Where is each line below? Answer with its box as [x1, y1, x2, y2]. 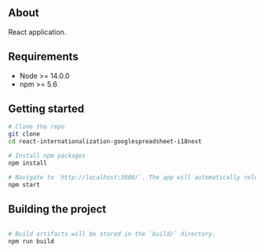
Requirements [8, 50, 79, 64]
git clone [8, 130, 41, 139]
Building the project [8, 202, 107, 216]
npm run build [8, 238, 55, 246]
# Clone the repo [8, 123, 65, 131]
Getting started [8, 102, 85, 116]
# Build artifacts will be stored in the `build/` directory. [8, 230, 216, 239]
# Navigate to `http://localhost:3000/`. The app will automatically [8, 173, 241, 181]
